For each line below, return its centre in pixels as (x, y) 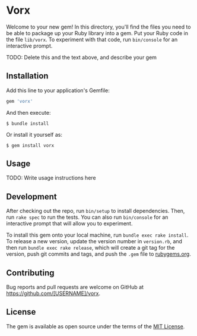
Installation (27, 76)
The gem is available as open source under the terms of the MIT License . (96, 326)
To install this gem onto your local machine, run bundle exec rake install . (97, 235)
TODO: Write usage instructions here (51, 178)
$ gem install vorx (30, 145)
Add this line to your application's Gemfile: (58, 90)
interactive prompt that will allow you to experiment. (69, 224)
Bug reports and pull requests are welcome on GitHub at (75, 287)
